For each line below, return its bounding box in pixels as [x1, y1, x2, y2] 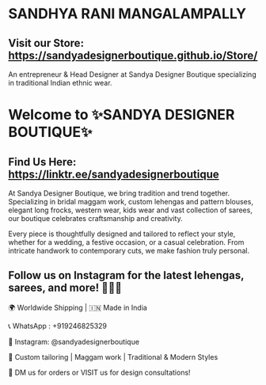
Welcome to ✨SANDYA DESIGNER [8, 106, 235, 124]
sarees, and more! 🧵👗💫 [8, 281, 123, 295]
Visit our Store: [8, 36, 85, 50]
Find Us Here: [8, 155, 77, 169]
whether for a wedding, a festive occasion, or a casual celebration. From [8, 238, 245, 246]
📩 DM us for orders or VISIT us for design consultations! [8, 368, 192, 377]
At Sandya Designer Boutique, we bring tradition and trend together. [8, 189, 230, 198]
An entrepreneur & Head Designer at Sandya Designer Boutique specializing [8, 70, 256, 79]
